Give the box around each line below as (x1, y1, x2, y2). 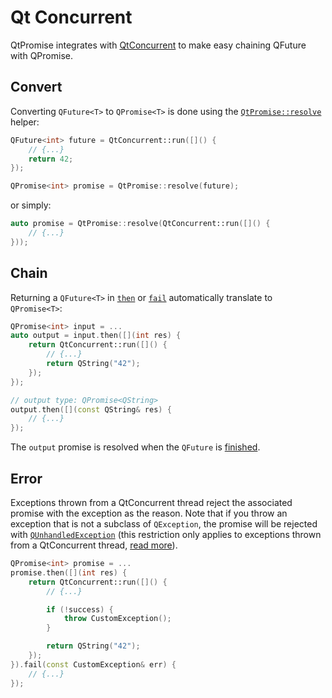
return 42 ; (28, 154, 74, 164)
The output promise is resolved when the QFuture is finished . (10, 441, 261, 453)
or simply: (10, 199, 52, 211)
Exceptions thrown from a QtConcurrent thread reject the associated (10, 497, 293, 508)
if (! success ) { (46, 604, 114, 615)
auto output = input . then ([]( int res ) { (10, 331, 182, 341)
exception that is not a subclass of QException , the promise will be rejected (10, 518, 318, 530)
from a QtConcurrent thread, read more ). (10, 539, 178, 551)
